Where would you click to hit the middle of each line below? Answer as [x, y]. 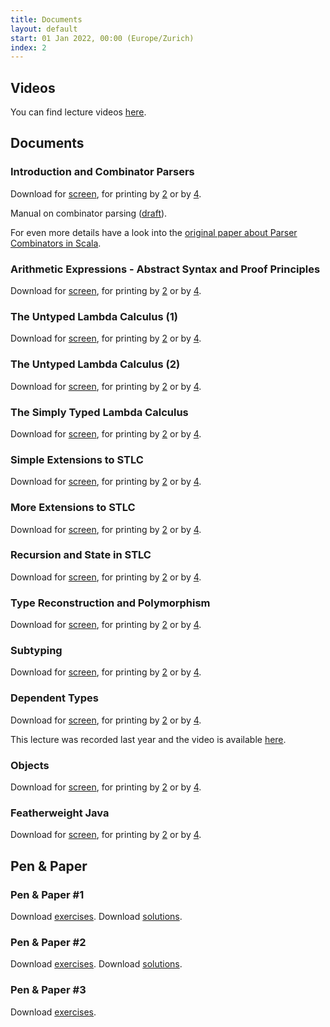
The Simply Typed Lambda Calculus [99, 412]
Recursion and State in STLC [81, 555]
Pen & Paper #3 [48, 990]
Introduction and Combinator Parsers [102, 172]
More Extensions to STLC [73, 508]
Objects [30, 765]
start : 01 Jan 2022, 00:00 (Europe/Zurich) [102, 38]
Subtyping [36, 651]
